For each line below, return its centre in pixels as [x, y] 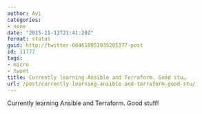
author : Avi [24, 13]
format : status [29, 39]
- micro [18, 65]
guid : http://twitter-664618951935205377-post [75, 45]
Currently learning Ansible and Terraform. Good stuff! [83, 103]
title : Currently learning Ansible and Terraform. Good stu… [97, 77]
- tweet [18, 71]
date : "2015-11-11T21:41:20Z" [51, 33]
